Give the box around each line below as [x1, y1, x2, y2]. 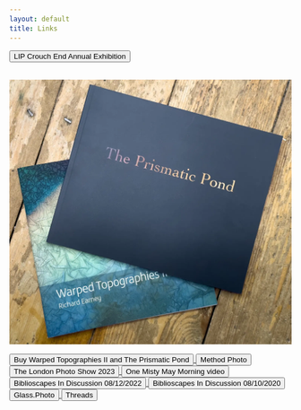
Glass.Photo [13, 390, 56, 400]
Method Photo [200, 355, 248, 365]
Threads [65, 390, 94, 400]
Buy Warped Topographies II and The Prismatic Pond [13, 355, 190, 365]
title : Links [9, 23, 58, 33]
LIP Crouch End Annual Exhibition [13, 51, 126, 61]
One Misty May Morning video [125, 367, 226, 377]
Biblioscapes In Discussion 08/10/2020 [152, 379, 281, 388]
